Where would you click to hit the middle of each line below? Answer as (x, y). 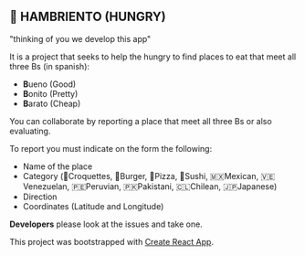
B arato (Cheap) (52, 103)
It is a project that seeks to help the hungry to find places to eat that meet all (153, 57)
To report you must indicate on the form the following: (111, 148)
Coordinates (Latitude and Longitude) (93, 206)
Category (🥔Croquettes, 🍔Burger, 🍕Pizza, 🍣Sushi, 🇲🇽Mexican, (140, 176)
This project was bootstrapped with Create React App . (112, 241)
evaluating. (30, 131)
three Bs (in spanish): (49, 66)
